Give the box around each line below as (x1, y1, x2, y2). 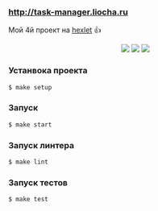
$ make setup (8, 83, 52, 91)
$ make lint (8, 158, 48, 166)
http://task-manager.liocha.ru (8, 6, 129, 18)
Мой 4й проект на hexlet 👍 (8, 25, 102, 35)
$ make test (8, 196, 48, 204)
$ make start (8, 120, 52, 129)
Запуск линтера (8, 139, 75, 151)
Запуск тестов (8, 176, 69, 188)
